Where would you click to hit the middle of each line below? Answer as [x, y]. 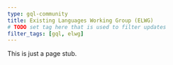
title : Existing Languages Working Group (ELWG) [80, 20]
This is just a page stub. [42, 54]
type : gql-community [38, 14]
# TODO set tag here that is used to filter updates [87, 27]
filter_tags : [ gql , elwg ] [45, 34]
